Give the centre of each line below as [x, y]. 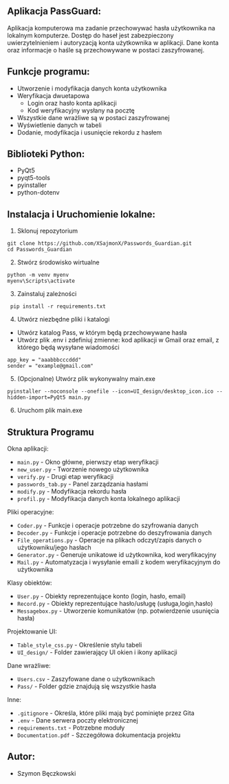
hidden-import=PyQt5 [37, 398]
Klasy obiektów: [30, 583]
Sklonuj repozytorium [47, 231]
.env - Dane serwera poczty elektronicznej [78, 721]
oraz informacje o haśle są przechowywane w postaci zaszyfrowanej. [106, 50]
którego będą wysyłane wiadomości [68, 347]
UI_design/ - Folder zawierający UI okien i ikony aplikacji [97, 652]
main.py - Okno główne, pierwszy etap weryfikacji [88, 462]
